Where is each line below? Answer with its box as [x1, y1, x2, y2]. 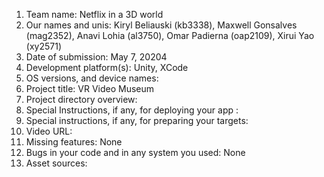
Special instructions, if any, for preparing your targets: [25, 115, 249, 126]
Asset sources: [25, 157, 88, 169]
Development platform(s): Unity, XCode [25, 62, 189, 73]
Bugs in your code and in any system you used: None [25, 147, 246, 158]
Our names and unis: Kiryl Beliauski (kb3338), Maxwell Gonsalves [25, 19, 298, 31]
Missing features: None [25, 136, 123, 148]
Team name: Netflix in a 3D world [25, 9, 164, 20]
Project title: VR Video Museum [25, 83, 155, 94]
